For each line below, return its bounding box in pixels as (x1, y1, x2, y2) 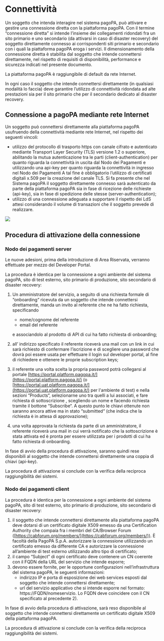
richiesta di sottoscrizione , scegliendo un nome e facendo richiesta (12, 398, 150, 404)
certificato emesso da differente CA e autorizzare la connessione (12, 543, 144, 549)
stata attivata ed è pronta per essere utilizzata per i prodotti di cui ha (12, 433, 151, 439)
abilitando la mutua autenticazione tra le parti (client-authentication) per (12, 154, 158, 160)
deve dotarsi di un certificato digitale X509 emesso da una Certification (12, 522, 157, 528)
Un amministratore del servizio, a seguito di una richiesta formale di (12, 291, 149, 297)
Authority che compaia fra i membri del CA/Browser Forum (12, 527, 132, 533)
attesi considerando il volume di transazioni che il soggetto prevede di (12, 201, 154, 207)
